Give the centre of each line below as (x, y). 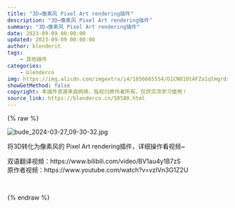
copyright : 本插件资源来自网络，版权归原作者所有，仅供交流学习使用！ (97, 92)
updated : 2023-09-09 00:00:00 (51, 40)
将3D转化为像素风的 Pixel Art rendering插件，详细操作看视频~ (96, 146)
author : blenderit (34, 46)
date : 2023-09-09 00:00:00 (47, 33)
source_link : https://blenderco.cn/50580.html (76, 99)
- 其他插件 (34, 60)
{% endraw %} (29, 197)
